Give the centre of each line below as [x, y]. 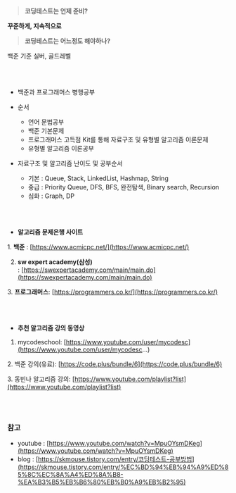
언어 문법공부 [46, 122]
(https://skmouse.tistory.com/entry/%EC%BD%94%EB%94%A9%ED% [121, 467]
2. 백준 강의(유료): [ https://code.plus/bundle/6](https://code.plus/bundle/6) [115, 364]
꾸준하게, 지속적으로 [34, 26]
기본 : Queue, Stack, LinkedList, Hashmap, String [98, 178]
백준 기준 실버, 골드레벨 [39, 56]
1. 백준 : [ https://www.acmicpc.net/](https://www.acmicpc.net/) [98, 247]
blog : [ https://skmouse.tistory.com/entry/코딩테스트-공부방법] [106, 459]
